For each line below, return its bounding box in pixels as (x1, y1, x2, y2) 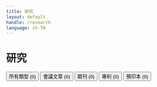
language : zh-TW (6, 25, 46, 31)
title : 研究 (6, 8, 33, 15)
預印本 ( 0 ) (125, 74, 148, 80)
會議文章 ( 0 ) (43, 74, 70, 80)
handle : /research (6, 19, 51, 25)
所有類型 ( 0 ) (9, 74, 36, 80)
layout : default (6, 14, 46, 20)
